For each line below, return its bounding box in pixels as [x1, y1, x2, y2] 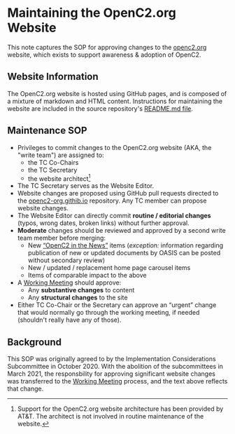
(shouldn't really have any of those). [17, 316, 122, 324]
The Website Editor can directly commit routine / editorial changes [17, 212, 211, 220]
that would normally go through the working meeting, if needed [17, 308, 200, 317]
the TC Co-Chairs [27, 158, 79, 166]
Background [7, 336, 62, 348]
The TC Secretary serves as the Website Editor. [17, 182, 155, 190]
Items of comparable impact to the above [27, 271, 147, 280]
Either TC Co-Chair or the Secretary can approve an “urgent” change [17, 301, 217, 309]
